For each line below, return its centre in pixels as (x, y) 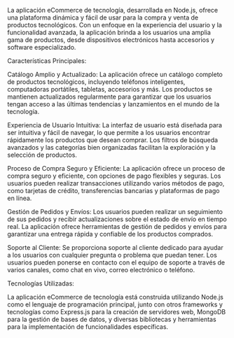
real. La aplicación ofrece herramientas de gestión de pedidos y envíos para (117, 226)
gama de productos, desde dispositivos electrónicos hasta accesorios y (111, 40)
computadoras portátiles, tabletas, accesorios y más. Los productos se (110, 89)
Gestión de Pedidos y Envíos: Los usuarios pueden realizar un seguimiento (115, 212)
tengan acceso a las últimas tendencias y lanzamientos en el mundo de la (113, 104)
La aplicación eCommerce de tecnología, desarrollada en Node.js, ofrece (113, 10)
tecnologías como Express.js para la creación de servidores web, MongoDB (117, 312)
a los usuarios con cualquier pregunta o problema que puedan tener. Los (112, 255)
